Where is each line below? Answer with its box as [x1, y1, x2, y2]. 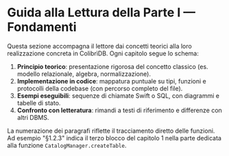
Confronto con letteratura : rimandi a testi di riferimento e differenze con [16, 106, 223, 114]
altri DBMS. [16, 113, 49, 121]
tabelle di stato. [16, 99, 61, 107]
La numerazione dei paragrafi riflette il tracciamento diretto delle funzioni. [7, 127, 215, 135]
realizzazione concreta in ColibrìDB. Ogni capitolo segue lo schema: [7, 49, 199, 57]
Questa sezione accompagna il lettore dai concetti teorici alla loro [7, 42, 192, 50]
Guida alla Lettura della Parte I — [7, 5, 196, 21]
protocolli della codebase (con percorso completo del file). [16, 84, 183, 92]
